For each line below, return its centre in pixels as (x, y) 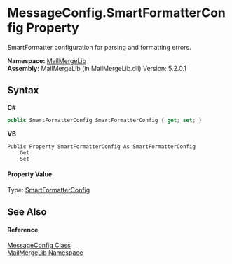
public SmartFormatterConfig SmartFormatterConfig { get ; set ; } (104, 120)
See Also (27, 212)
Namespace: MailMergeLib (47, 60)
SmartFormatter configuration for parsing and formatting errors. (99, 47)
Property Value (30, 174)
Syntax (23, 90)
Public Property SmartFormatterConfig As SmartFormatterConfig (102, 146)
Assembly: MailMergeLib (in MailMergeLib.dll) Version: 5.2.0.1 (97, 68)
